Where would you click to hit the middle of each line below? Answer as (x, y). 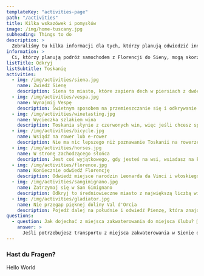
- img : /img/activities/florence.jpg (59, 165)
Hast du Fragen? (31, 254)
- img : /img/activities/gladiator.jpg (61, 199)
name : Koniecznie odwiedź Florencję (64, 171)
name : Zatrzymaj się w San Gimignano (65, 188)
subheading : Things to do (39, 35)
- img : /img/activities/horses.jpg (57, 148)
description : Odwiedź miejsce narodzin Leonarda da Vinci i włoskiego (108, 176)
